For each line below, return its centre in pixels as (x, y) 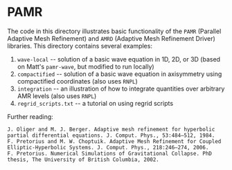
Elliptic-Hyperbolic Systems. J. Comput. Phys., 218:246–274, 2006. (108, 147)
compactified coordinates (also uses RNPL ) (78, 81)
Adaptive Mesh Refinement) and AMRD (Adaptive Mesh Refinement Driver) (111, 38)
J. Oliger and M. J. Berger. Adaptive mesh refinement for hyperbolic (111, 129)
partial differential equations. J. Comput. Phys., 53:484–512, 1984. (111, 135)
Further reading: (30, 116)
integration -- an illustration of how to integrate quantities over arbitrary (121, 88)
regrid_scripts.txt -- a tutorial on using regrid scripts (95, 103)
